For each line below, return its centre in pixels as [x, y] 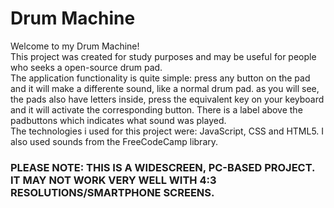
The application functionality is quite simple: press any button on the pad [160, 78]
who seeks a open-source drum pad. [86, 67]
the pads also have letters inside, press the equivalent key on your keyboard [167, 99]
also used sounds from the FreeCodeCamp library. [114, 141]
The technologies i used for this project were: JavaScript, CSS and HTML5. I [167, 131]
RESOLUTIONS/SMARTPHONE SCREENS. [112, 192]
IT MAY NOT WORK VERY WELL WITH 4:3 [113, 180]
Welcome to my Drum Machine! [75, 46]
